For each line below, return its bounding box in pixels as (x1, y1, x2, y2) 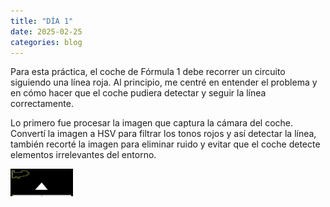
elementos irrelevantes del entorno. (10, 149, 157, 161)
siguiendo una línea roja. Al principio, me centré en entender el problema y (10, 76, 318, 89)
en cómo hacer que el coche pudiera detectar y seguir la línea (10, 87, 267, 99)
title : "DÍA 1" (10, 16, 74, 26)
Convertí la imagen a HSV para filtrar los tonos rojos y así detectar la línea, (10, 128, 317, 140)
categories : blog (10, 37, 83, 47)
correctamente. (10, 98, 74, 110)
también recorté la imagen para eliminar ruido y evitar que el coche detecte (10, 138, 321, 150)
